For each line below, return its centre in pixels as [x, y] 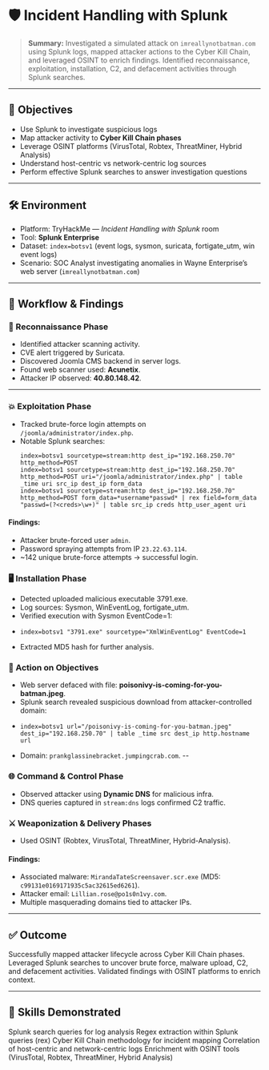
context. [22, 979]
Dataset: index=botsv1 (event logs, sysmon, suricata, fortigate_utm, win [137, 246]
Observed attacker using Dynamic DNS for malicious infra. [117, 794]
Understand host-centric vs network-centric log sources [113, 163]
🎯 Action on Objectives [54, 667]
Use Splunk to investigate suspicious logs [88, 129]
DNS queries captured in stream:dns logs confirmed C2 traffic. [122, 802]
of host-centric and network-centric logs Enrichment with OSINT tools [124, 1048]
